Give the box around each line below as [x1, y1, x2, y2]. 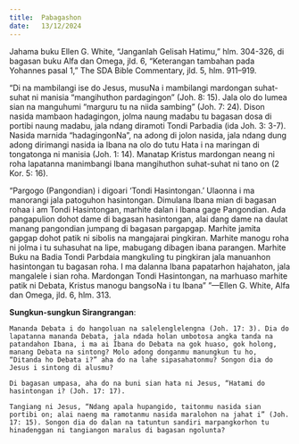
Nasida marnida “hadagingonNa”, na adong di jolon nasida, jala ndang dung [9, 130, 287, 140]
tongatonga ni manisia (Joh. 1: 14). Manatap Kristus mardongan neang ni [9, 148, 275, 159]
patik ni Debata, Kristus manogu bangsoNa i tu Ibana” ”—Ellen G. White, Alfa [9, 280, 290, 290]
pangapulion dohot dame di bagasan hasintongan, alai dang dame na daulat [9, 214, 288, 224]
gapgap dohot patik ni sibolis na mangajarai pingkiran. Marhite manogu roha [9, 232, 290, 243]
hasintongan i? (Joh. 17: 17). [9, 386, 126, 396]
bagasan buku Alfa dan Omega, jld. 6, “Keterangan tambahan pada [9, 55, 255, 66]
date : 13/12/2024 [9, 21, 82, 30]
